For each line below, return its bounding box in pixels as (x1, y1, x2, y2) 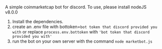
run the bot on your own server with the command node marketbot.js (12, 38, 153, 44)
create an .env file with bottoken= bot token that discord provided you (12, 24, 158, 30)
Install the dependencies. (12, 19, 64, 24)
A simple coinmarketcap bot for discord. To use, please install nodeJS (5, 4, 147, 10)
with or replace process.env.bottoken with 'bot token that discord (12, 29, 150, 34)
